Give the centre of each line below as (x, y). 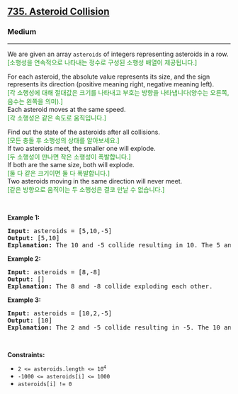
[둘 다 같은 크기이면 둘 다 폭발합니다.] (59, 173)
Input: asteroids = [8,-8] (54, 272)
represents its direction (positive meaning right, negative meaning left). (111, 84)
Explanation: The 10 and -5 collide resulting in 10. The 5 (114, 245)
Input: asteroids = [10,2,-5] (60, 313)
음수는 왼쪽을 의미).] (35, 101)
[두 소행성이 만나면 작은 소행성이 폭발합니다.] (69, 157)
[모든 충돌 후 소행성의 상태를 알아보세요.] (63, 140)
